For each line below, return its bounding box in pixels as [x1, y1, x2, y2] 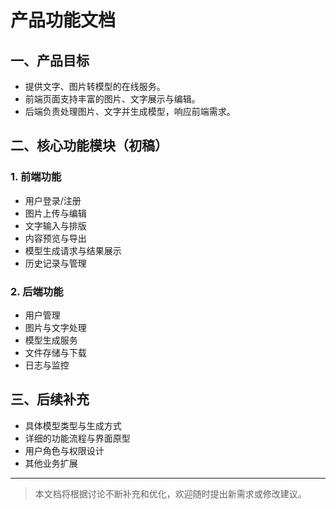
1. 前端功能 [10, 170, 62, 184]
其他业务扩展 [24, 457, 78, 469]
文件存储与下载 [24, 346, 87, 358]
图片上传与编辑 [24, 207, 87, 219]
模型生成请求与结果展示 [24, 244, 122, 256]
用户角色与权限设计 [24, 444, 105, 456]
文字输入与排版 [24, 219, 87, 231]
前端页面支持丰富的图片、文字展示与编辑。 [24, 93, 201, 105]
